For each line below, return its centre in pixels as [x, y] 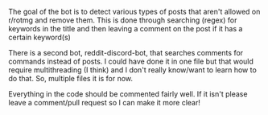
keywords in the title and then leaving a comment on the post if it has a [126, 29]
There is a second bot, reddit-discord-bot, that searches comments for [126, 53]
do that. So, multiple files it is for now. [71, 78]
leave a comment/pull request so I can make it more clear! [105, 103]
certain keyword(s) [39, 37]
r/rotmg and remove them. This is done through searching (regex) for [123, 20]
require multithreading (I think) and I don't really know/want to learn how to [133, 70]
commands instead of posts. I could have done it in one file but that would [131, 61]
